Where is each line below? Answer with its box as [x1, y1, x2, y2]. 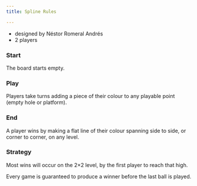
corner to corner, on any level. [6, 133, 80, 141]
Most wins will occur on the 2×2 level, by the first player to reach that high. [6, 161, 188, 168]
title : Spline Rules [6, 8, 57, 15]
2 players [14, 36, 38, 43]
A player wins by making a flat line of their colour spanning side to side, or [6, 127, 186, 134]
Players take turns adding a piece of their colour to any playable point [6, 93, 175, 100]
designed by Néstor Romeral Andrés [14, 30, 103, 37]
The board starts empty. [6, 64, 65, 71]
